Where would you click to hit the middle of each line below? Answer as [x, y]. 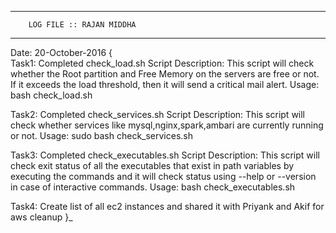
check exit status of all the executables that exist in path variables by [152, 165]
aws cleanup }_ [41, 217]
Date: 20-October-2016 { [61, 52]
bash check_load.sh [51, 95]
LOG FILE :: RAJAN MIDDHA [82, 25]
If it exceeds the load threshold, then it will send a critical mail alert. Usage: [165, 84]
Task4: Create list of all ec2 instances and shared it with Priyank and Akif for [167, 206]
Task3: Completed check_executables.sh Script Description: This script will [165, 155]
